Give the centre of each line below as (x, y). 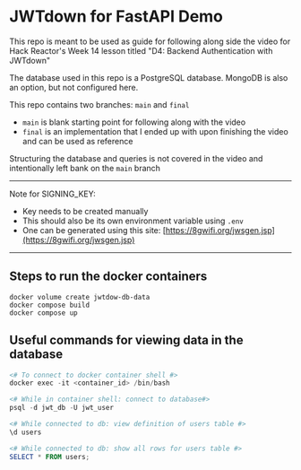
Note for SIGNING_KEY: (52, 194)
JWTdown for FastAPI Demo (116, 17)
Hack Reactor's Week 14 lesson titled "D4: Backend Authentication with (141, 50)
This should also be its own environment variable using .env (133, 221)
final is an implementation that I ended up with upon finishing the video (155, 131)
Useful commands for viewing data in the (126, 340)
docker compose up (43, 313)
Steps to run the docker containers (108, 277)
